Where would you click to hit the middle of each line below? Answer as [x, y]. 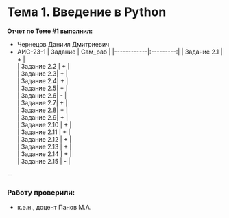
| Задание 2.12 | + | [44, 139]
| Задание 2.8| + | [43, 110]
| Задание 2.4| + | [43, 80]
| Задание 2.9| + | [43, 117]
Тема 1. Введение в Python [87, 12]
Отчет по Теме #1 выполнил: [50, 31]
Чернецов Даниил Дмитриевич [63, 44]
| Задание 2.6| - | [42, 95]
